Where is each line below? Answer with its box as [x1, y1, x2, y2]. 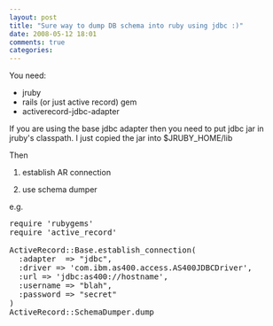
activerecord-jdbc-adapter [21, 106, 120, 117]
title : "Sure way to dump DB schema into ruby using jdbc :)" [9, 21, 244, 30]
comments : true [9, 37, 66, 47]
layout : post [9, 12, 58, 22]
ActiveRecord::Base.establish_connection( [9, 245, 197, 255]
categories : [9, 46, 53, 55]
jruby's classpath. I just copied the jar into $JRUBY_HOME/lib [9, 133, 233, 144]
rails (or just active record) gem [21, 97, 137, 107]
